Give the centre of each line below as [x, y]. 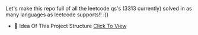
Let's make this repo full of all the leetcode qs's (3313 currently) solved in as [99, 8]
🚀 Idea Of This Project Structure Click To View [70, 26]
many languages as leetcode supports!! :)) [57, 15]
